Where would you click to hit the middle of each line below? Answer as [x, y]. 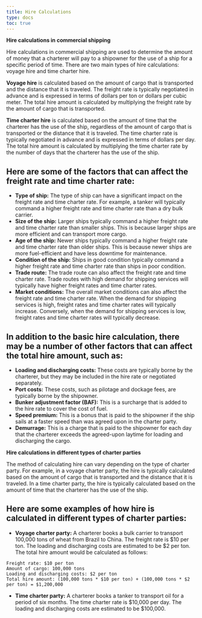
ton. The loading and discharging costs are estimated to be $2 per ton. [103, 545]
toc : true [19, 23]
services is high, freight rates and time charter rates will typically [95, 305]
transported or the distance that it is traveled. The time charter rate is [92, 133]
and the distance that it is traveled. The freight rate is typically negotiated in [100, 89]
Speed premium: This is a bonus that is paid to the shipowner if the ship [105, 415]
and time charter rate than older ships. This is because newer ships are [103, 247]
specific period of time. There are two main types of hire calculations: [93, 65]
